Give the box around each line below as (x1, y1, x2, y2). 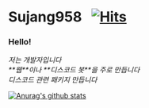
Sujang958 (8, 8, 82, 26)
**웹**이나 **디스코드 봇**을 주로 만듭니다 (8, 65, 140, 75)
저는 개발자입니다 (8, 56, 62, 65)
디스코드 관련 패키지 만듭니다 (8, 75, 97, 85)
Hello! (8, 37, 32, 48)
